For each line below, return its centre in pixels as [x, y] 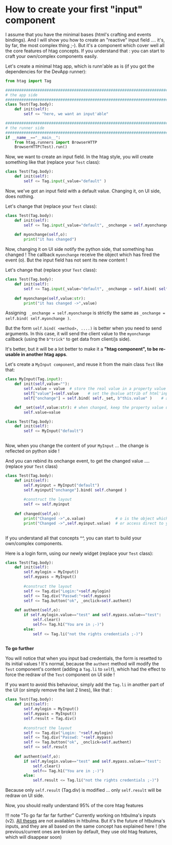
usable [13, 355]
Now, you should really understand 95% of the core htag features [74, 806]
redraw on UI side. [25, 796]
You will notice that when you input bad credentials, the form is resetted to [84, 658]
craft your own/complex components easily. [52, 56]
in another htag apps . [44, 355]
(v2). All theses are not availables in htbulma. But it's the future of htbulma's [85, 821]
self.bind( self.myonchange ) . [38, 318]
